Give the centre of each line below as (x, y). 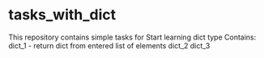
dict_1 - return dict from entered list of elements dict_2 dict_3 (109, 45)
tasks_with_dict (62, 15)
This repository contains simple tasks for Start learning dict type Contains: (132, 37)
